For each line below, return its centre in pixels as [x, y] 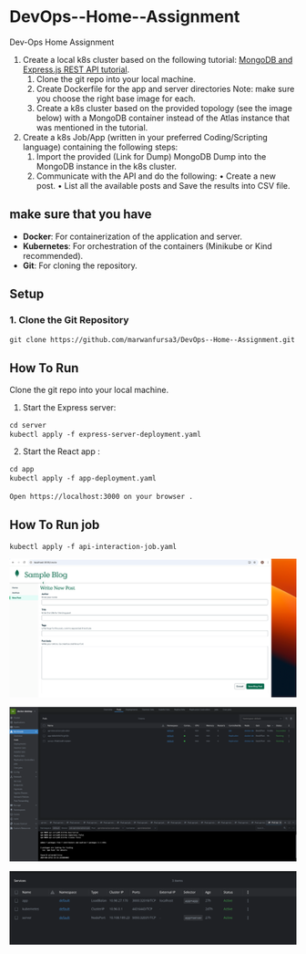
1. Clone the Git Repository [69, 320]
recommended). [53, 255]
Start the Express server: [69, 408]
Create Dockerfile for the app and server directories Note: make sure [165, 88]
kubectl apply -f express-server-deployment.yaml [106, 435]
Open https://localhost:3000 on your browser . [102, 497]
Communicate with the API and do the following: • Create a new [156, 176]
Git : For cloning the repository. [80, 265]
